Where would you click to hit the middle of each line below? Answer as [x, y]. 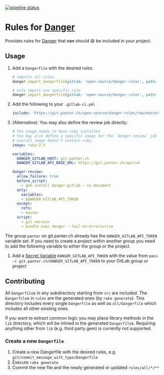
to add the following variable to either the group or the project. [68, 246]
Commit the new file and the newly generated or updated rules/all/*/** [86, 367]
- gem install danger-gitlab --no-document [66, 185]
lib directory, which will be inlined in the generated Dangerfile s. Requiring [80, 323]
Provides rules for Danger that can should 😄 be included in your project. [78, 41]
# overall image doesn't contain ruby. [53, 140]
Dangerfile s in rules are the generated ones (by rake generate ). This [75, 298]
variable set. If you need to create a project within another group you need [80, 241]
